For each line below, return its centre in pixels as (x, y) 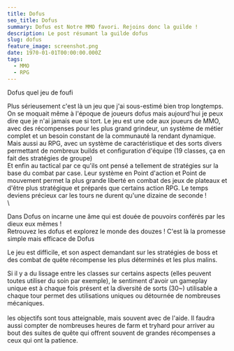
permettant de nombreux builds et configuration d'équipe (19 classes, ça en (116, 151)
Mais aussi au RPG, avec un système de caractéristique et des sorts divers (115, 143)
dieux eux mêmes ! (35, 223)
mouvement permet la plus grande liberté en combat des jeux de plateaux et (117, 180)
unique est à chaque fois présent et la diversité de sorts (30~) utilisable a (112, 288)
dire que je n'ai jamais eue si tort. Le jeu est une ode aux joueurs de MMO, (114, 121)
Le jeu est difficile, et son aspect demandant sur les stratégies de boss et (112, 252)
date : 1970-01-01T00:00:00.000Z (54, 53)
